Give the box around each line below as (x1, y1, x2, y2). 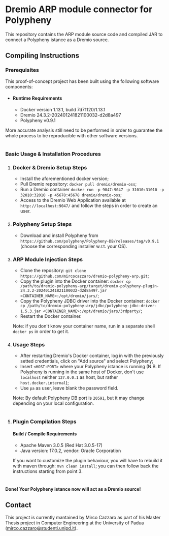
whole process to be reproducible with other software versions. (5, 132, 138, 138)
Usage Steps (12, 341, 45, 348)
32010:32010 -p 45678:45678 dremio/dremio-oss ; (20, 192, 122, 198)
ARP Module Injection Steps (12, 256, 83, 263)
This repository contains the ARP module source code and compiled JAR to (5, 31, 163, 37)
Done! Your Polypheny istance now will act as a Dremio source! (5, 486, 141, 492)
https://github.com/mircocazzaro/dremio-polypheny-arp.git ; (20, 273, 149, 279)
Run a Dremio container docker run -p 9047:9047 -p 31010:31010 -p (20, 187, 164, 193)
